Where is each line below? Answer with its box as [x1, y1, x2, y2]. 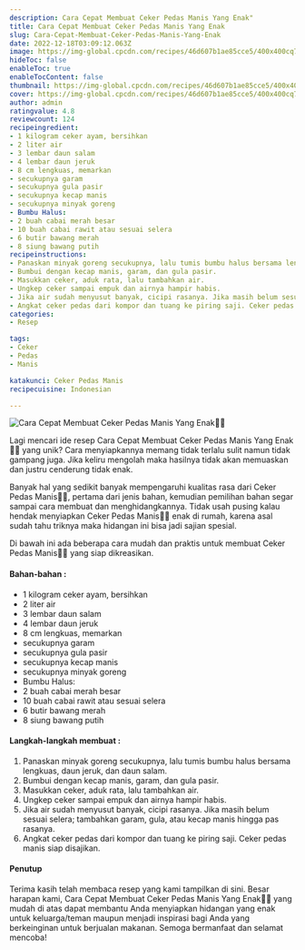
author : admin [9, 97, 64, 107]
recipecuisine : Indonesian [9, 384, 112, 394]
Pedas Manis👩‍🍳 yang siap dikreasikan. [9, 548, 154, 559]
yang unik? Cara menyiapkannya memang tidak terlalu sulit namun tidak [22, 445, 290, 456]
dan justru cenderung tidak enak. [9, 464, 133, 475]
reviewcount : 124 [9, 115, 75, 124]
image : [9, 47, 34, 56]
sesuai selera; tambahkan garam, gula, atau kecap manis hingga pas [22, 814, 280, 824]
